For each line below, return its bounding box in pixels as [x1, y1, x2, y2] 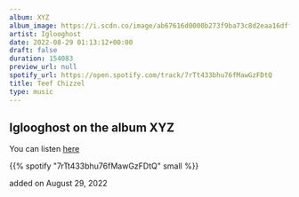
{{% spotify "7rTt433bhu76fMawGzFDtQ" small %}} [9, 161, 199, 171]
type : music [9, 87, 53, 96]
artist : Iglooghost [9, 29, 82, 38]
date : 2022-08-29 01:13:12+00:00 [9, 37, 133, 47]
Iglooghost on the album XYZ [9, 120, 175, 135]
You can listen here [9, 144, 80, 154]
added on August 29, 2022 [9, 178, 109, 189]
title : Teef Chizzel [9, 79, 86, 88]
